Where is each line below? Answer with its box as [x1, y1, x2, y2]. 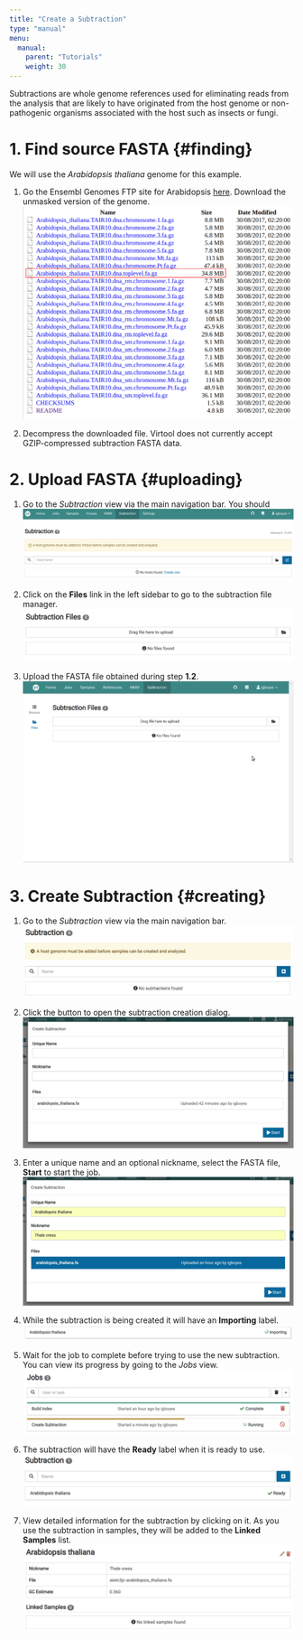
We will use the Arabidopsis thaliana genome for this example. [9, 168, 242, 180]
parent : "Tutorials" [25, 52, 103, 62]
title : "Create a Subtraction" [9, 14, 127, 23]
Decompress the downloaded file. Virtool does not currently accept [22, 427, 273, 438]
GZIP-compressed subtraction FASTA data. [22, 437, 182, 448]
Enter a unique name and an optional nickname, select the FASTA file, [22, 1157, 281, 1167]
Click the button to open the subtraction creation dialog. [22, 1007, 231, 1017]
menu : [9, 33, 30, 42]
